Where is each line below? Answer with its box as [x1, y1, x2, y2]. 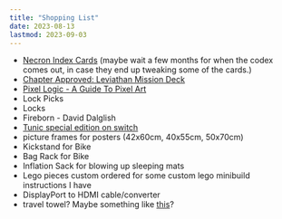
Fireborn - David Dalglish [22, 112, 116, 123]
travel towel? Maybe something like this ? [22, 199, 175, 210]
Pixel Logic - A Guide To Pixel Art [22, 83, 147, 95]
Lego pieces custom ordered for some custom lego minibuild [22, 170, 251, 181]
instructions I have [22, 180, 92, 191]
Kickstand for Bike [22, 141, 92, 152]
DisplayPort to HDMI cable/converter [22, 189, 160, 200]
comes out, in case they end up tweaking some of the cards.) [22, 64, 252, 75]
